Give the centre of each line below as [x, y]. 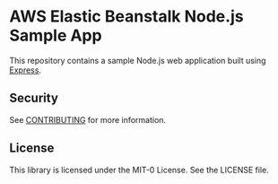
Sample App [56, 35]
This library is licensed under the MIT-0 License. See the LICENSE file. [139, 170]
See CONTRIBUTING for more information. [88, 119]
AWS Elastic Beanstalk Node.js [126, 17]
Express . [26, 70]
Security [34, 98]
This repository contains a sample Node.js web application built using [138, 60]
